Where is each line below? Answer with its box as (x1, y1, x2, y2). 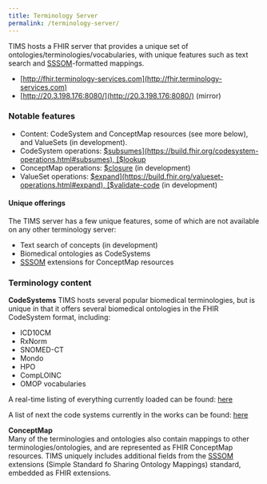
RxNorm (19, 337, 48, 346)
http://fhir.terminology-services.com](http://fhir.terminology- (22, 74, 222, 83)
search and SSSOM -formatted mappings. (8, 58, 145, 68)
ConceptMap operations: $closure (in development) (19, 163, 191, 172)
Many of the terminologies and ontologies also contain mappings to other (8, 434, 249, 444)
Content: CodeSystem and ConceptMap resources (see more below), (19, 129, 249, 139)
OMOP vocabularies (19, 379, 86, 389)
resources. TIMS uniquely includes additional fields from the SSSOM (8, 451, 234, 461)
